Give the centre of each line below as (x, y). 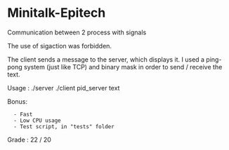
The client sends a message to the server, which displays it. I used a (106, 59)
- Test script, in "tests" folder (64, 127)
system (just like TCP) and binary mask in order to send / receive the (123, 67)
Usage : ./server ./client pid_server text (64, 88)
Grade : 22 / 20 (29, 139)
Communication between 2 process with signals (77, 32)
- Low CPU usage (37, 121)
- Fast (23, 114)
